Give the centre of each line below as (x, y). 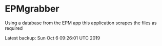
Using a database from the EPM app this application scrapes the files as (81, 23)
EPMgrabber (32, 9)
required (14, 28)
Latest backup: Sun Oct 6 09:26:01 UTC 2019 (53, 38)
